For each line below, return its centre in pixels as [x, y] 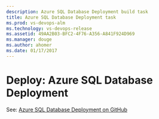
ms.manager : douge [29, 39]
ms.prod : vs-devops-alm [36, 23]
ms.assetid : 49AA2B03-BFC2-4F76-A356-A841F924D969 [71, 34]
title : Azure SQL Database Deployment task [61, 17]
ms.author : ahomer [29, 45]
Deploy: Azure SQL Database [80, 80]
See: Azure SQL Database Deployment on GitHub [67, 109]
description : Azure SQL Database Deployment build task [77, 12]
